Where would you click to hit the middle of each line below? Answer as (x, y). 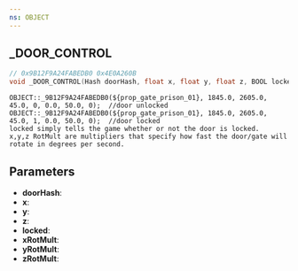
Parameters (42, 171)
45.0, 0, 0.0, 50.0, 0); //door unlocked (89, 106)
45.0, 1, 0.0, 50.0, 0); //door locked (85, 121)
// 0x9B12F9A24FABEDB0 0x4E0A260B (73, 74)
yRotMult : (40, 249)
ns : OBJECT (29, 17)
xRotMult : (40, 240)
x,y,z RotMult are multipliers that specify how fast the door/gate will (149, 137)
